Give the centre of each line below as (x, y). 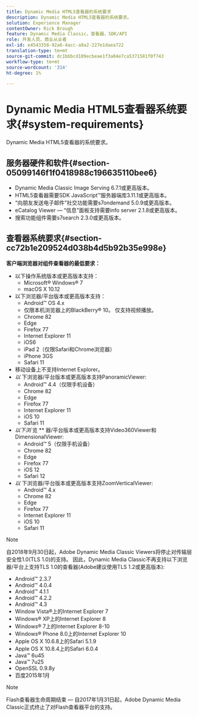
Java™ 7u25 (29, 662)
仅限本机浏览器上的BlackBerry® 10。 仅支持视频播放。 (90, 310)
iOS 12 (32, 470)
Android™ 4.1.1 (32, 591)
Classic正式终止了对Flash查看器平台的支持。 (61, 707)
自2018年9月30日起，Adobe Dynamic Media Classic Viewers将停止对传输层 (99, 552)
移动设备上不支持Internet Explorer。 (59, 369)
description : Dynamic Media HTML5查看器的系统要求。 (69, 17)
